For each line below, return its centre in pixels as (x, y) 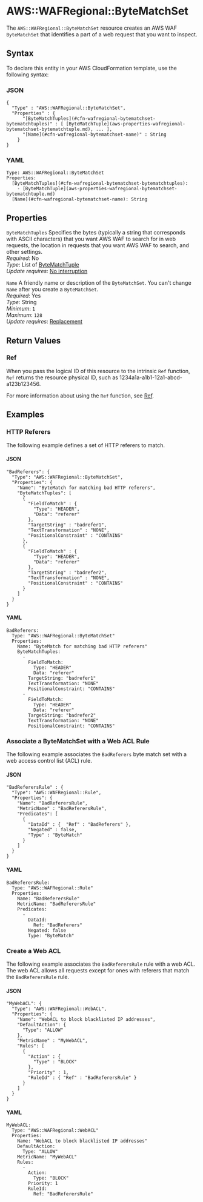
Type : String (22, 302)
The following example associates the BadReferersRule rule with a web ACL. (101, 964)
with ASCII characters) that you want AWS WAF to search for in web (91, 239)
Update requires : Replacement (45, 322)
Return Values (34, 340)
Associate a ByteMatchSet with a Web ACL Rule (78, 741)
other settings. (25, 252)
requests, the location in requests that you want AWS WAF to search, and (98, 245)
